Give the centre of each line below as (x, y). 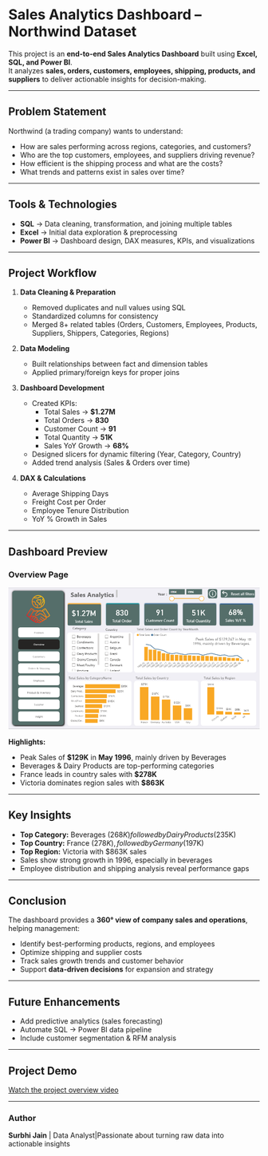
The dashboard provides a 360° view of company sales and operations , (128, 920)
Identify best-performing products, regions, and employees (117, 944)
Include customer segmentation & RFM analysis (98, 1038)
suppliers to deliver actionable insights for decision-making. (107, 79)
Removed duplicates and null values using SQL (108, 308)
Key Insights (40, 815)
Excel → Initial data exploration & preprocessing (99, 232)
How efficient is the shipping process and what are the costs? (121, 163)
